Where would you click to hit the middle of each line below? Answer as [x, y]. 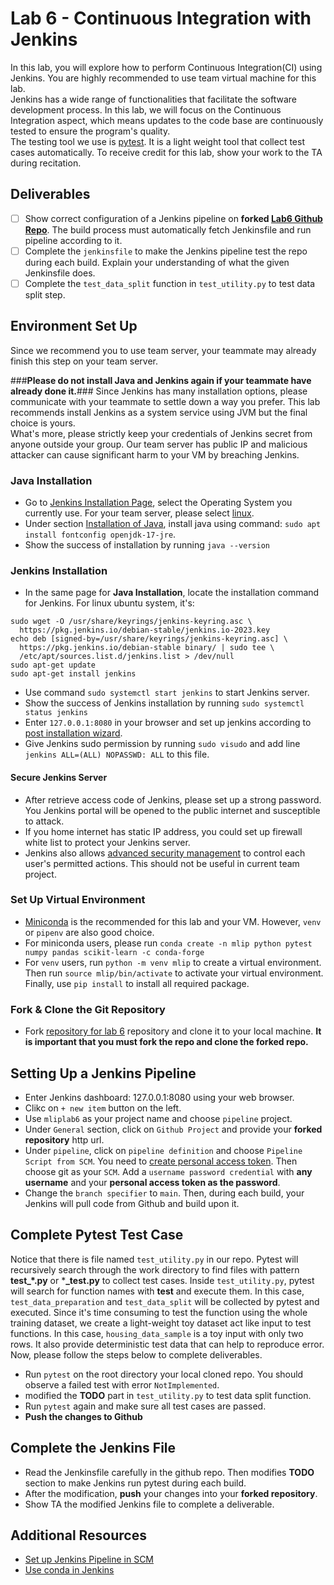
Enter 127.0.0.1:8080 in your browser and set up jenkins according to [168, 723]
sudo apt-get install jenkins [73, 674]
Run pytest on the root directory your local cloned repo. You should [164, 1374]
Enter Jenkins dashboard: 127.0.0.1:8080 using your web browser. [159, 1097]
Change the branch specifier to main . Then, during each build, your [164, 1193]
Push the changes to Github [83, 1416]
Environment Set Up [74, 326]
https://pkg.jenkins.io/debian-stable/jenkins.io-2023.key [145, 630]
